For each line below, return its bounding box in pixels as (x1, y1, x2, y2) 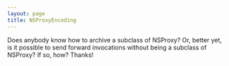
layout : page (7, 10, 46, 17)
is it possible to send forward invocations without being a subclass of (7, 43, 207, 51)
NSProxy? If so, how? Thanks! (7, 50, 94, 59)
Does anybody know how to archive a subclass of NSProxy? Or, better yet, (7, 35, 222, 44)
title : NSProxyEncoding (7, 17, 77, 24)
